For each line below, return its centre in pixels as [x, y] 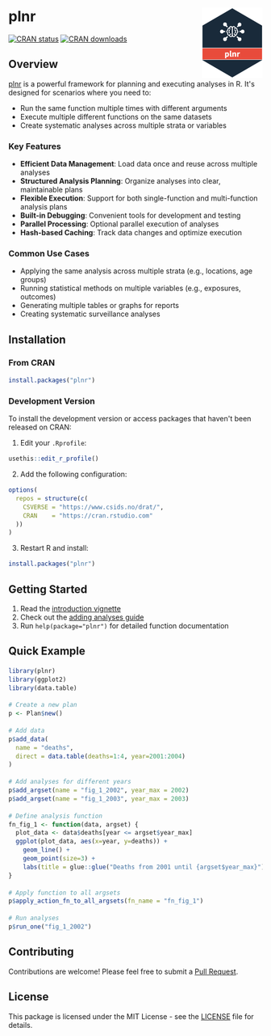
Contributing [41, 952]
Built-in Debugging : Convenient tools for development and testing [130, 216]
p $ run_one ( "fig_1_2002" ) [50, 927]
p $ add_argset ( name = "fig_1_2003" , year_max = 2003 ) [99, 799]
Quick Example [47, 651]
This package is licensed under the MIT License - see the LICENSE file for [131, 1016]
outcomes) [38, 297]
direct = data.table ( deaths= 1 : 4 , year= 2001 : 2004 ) [100, 756]
